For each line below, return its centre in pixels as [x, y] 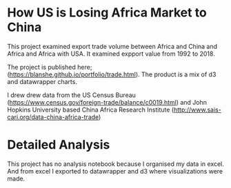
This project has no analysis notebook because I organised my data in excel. [115, 164]
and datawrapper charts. [42, 81]
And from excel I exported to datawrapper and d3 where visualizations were [115, 171]
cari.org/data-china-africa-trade [53, 117]
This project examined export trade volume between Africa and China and [112, 46]
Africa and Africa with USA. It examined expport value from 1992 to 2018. [111, 54]
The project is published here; [50, 67]
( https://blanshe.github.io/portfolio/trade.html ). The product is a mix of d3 [112, 74]
